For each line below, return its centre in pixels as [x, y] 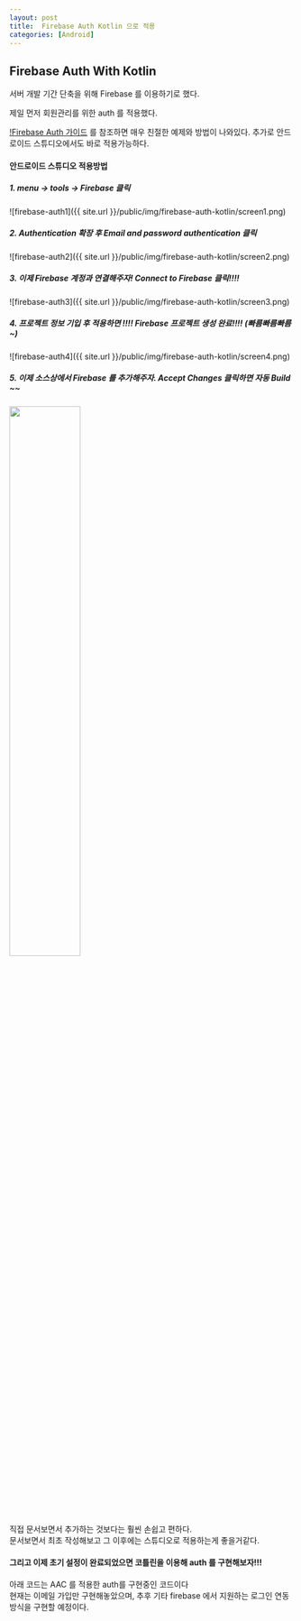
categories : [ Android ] [52, 34]
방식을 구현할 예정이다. [49, 1607]
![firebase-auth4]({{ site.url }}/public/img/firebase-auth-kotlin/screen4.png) [150, 356]
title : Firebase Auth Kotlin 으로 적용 [82, 26]
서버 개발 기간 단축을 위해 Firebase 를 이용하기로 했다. [105, 94]
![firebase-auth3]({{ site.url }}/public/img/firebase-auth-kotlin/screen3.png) [150, 301]
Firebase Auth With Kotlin [83, 71]
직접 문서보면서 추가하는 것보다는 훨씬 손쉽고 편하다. [100, 1529]
